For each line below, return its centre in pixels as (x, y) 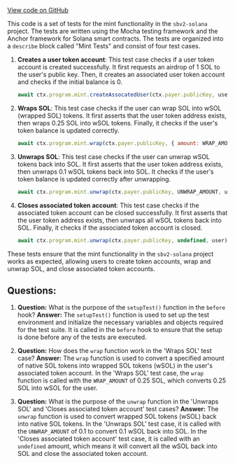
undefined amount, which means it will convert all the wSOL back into (117, 446)
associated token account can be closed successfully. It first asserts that (122, 212)
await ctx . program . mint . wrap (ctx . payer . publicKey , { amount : (108, 143)
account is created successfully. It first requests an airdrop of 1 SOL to (119, 67)
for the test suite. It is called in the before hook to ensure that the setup (120, 330)
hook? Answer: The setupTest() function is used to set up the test (113, 315)
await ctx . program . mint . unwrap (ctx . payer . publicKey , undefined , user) (122, 240)
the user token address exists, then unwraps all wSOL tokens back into (119, 220)
